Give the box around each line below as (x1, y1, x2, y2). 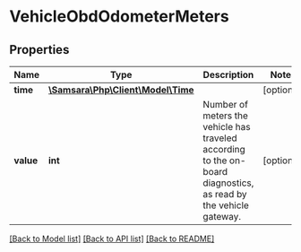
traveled (202, 132, 237, 144)
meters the (202, 109, 249, 122)
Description (202, 69, 254, 81)
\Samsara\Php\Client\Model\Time (47, 83, 194, 96)
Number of (202, 99, 249, 110)
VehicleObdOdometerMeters (9, 6, 230, 27)
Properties (9, 42, 70, 57)
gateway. (202, 211, 242, 222)
